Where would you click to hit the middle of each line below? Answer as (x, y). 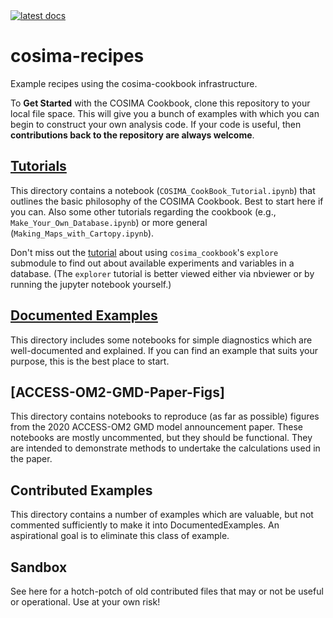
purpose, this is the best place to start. (90, 361)
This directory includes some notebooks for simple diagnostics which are (161, 340)
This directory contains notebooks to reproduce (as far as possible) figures (165, 416)
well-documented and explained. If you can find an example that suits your (164, 350)
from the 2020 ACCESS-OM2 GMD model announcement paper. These (157, 427)
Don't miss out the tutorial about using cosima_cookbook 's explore (144, 252)
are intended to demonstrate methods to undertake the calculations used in (165, 448)
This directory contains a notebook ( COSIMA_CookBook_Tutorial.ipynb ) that (163, 190)
